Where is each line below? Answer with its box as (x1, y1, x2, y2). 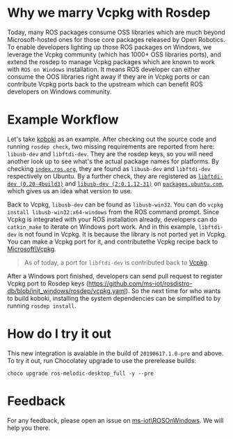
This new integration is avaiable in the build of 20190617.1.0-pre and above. (7, 349, 224, 357)
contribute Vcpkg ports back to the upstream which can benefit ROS (7, 80, 203, 88)
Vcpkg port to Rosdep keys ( (7, 279, 89, 288)
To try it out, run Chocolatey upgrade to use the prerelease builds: (7, 356, 197, 364)
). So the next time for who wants (125, 286, 221, 295)
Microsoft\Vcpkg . (7, 244, 57, 253)
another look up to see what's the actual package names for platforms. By (7, 157, 219, 165)
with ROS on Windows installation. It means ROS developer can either (7, 65, 200, 73)
